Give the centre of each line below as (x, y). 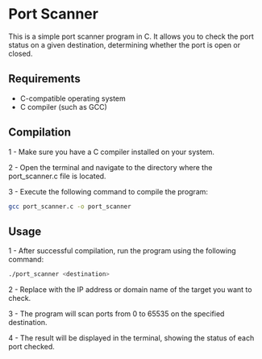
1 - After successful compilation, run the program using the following (122, 251)
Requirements (44, 79)
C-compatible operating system (73, 98)
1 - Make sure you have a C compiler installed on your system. (112, 152)
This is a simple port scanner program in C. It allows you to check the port (131, 36)
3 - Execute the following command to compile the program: (108, 191)
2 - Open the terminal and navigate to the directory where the (110, 167)
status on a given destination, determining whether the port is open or (124, 44)
